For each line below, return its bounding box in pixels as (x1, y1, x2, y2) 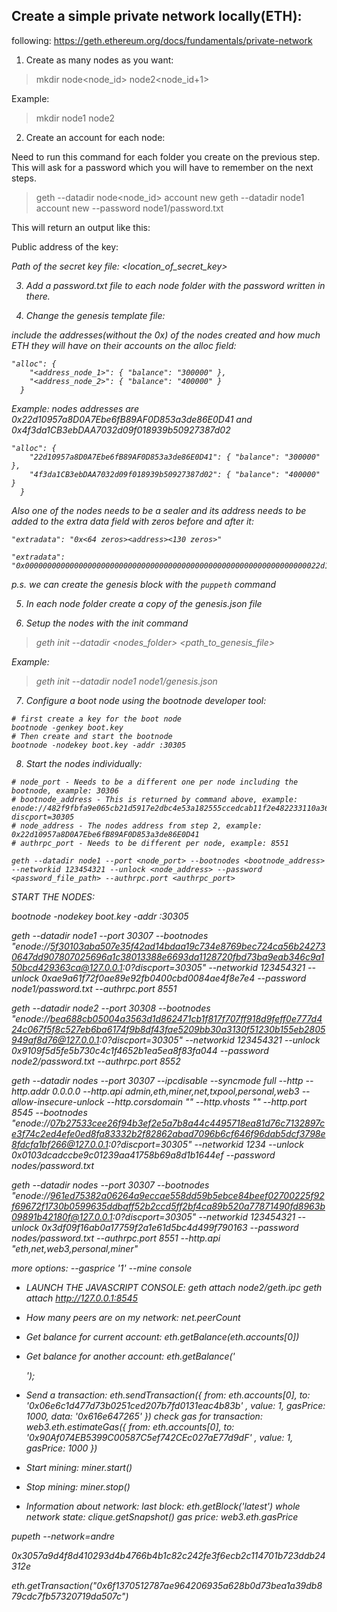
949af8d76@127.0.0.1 (11, 1034, 100, 1046)
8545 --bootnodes (11, 1106, 88, 1118)
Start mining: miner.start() (25, 1461, 133, 1473)
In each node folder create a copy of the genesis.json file (25, 597, 263, 609)
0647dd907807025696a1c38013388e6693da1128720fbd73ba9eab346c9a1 (11, 950, 325, 963)
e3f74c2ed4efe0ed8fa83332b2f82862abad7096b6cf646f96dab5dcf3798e (11, 1127, 326, 1139)
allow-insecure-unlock (11, 1095, 105, 1108)
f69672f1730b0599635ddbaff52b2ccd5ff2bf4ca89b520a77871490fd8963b (11, 1200, 326, 1212)
